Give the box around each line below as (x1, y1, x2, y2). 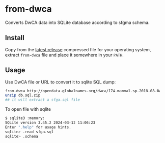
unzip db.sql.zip (5, 93, 41, 98)
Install (5, 34, 25, 42)
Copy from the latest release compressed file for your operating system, (5, 46, 151, 52)
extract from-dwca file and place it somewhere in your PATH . (5, 52, 124, 58)
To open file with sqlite (5, 106, 51, 112)
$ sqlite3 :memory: (5, 116, 45, 121)
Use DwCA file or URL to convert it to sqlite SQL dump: (5, 79, 116, 85)
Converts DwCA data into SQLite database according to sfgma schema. (5, 20, 150, 25)
